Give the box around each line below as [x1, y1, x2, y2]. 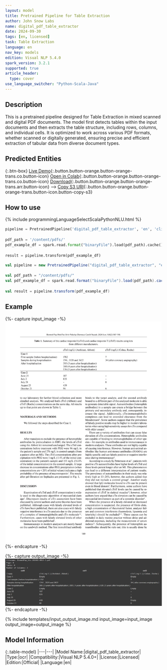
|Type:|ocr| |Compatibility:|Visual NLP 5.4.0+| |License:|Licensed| [5, 654, 140, 660]
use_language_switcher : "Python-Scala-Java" [5, 82, 99, 87]
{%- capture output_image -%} [5, 553, 69, 559]
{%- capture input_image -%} [5, 316, 66, 322]
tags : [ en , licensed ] [5, 34, 50, 39]
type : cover [9, 76, 35, 82]
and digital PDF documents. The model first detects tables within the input [5, 119, 157, 125]
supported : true [5, 66, 39, 71]
